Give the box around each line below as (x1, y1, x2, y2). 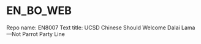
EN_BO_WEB (6, 4, 72, 18)
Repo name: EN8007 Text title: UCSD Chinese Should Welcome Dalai (6, 24, 180, 31)
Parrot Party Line (22, 30, 66, 37)
